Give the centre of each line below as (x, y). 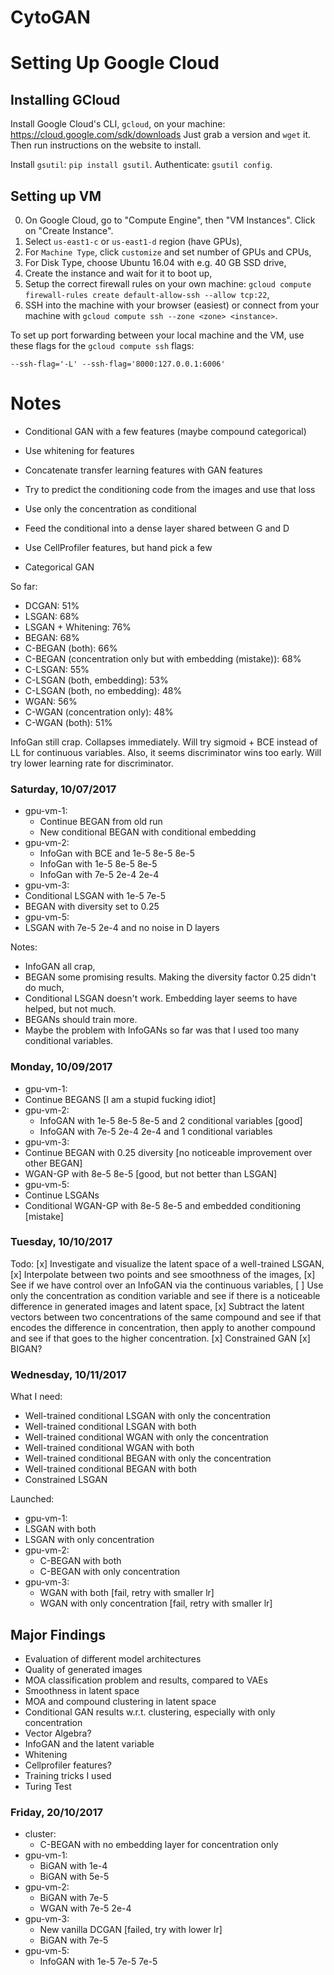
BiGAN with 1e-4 (73, 1866)
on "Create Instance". (69, 230)
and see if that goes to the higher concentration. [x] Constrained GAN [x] (160, 1338)
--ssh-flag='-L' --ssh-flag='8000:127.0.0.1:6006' (118, 364)
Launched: (32, 1499)
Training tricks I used (68, 1775)
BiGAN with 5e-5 (74, 1877)
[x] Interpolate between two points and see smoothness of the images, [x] (163, 1274)
